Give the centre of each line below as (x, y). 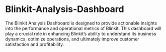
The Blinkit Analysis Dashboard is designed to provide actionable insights (81, 23)
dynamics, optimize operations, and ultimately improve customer (72, 39)
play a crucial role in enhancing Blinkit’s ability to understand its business (81, 33)
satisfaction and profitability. (35, 44)
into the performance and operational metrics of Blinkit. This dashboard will (84, 28)
